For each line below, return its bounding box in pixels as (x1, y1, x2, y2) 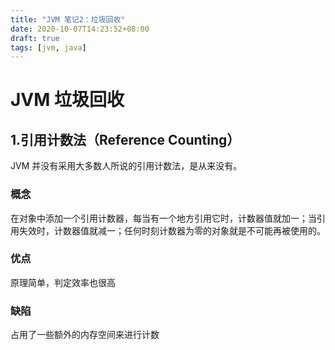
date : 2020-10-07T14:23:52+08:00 (10, 24, 150, 34)
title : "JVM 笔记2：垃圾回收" (10, 14, 126, 25)
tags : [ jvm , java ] (10, 42, 87, 53)
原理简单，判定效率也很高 (10, 276, 116, 288)
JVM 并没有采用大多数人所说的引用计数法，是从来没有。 (10, 160, 243, 172)
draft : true (10, 33, 60, 43)
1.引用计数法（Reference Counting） (10, 131, 241, 148)
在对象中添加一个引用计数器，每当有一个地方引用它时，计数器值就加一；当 (10, 212, 317, 224)
